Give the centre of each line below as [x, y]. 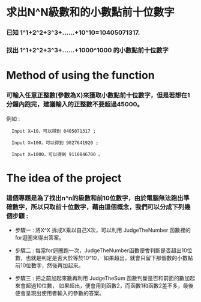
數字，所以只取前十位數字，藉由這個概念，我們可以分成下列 [98, 207]
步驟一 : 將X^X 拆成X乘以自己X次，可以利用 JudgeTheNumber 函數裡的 [103, 230]
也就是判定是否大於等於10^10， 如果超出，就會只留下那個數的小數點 [109, 258]
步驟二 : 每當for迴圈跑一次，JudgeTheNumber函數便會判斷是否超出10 [101, 250]
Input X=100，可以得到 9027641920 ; [55, 143]
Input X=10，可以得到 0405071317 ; [54, 131]
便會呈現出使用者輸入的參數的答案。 [60, 293]
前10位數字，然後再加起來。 [49, 265]
